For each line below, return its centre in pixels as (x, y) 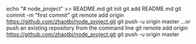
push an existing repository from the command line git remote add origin (97, 28)
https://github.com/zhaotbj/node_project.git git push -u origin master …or (98, 21)
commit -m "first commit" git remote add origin (65, 15)
